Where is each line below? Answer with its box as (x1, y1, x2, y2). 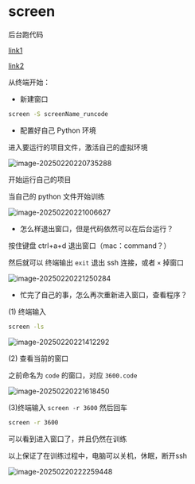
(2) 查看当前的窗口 (8, 353, 69, 363)
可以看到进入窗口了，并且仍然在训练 (8, 434, 127, 443)
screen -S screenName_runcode (8, 110, 109, 118)
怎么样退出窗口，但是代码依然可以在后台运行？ (19, 223, 174, 233)
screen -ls (8, 323, 45, 331)
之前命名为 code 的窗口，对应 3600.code (8, 370, 138, 380)
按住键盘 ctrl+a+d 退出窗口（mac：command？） (8, 241, 171, 250)
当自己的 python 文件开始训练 (8, 192, 105, 201)
